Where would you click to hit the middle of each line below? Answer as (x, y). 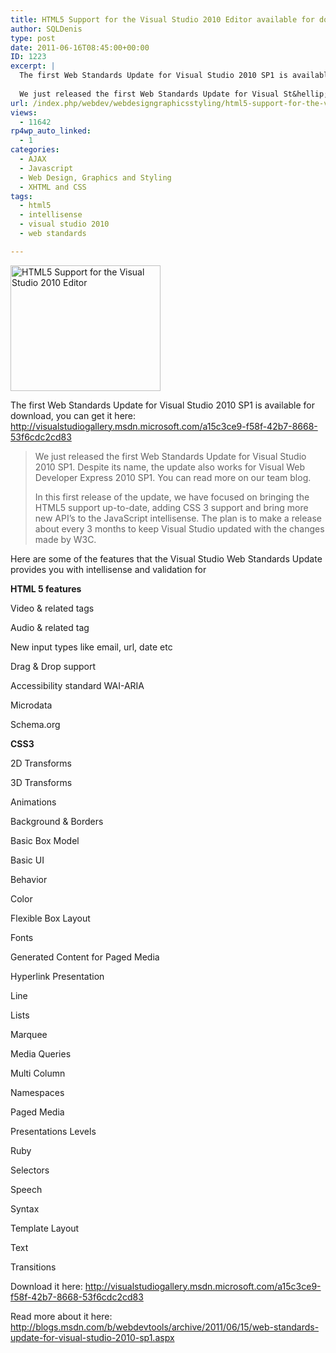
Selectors (30, 1170)
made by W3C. (65, 539)
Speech (26, 1189)
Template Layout (45, 1228)
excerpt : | (33, 66)
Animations (33, 802)
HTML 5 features (46, 588)
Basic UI (27, 860)
